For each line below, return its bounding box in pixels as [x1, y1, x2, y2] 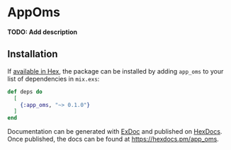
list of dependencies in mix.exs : [7, 74, 100, 83]
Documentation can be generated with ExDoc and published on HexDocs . [7, 127, 222, 136]
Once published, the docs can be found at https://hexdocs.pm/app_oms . [7, 135, 220, 144]
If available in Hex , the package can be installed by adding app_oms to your [7, 67, 224, 75]
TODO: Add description [7, 28, 78, 36]
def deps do [7, 88, 43, 96]
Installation [7, 48, 58, 60]
